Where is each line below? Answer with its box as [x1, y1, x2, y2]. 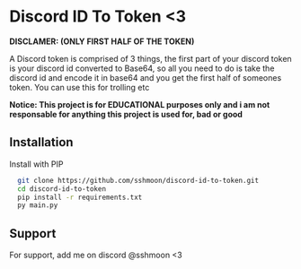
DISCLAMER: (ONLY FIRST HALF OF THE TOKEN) [9, 36, 195, 47]
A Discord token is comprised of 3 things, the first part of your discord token [9, 53, 292, 64]
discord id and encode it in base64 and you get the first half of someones [9, 72, 282, 82]
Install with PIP [9, 159, 64, 169]
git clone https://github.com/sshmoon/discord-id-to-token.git [17, 176, 259, 185]
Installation [9, 134, 74, 150]
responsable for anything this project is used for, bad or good [9, 108, 243, 119]
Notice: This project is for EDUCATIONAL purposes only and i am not [9, 99, 270, 109]
